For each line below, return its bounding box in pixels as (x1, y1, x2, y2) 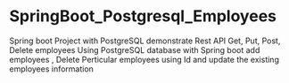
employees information (9, 64, 94, 74)
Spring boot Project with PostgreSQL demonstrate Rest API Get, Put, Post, (9, 35, 281, 46)
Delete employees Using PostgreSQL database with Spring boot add (9, 44, 260, 55)
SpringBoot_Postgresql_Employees (9, 6, 277, 26)
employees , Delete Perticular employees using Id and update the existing (9, 54, 279, 64)
